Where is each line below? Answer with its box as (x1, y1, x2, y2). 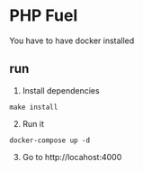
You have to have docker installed (9, 35, 135, 46)
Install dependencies (22, 85, 101, 95)
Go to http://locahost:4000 (22, 151, 122, 162)
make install (9, 103, 58, 112)
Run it (22, 118, 45, 129)
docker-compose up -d (9, 136, 91, 145)
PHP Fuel (9, 5, 78, 26)
